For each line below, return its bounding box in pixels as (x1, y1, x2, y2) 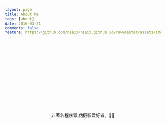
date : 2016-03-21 (5, 21, 41, 26)
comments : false (5, 26, 39, 31)
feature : (5, 30, 23, 35)
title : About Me (5, 12, 39, 17)
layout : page (5, 7, 32, 12)
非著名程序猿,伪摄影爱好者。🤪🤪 (51, 112, 115, 118)
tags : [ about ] (5, 16, 35, 21)
